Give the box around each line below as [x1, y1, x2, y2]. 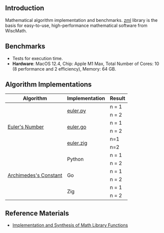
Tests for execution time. [12, 55, 63, 61]
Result [109, 95, 125, 102]
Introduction [5, 4, 45, 12]
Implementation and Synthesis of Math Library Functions [12, 222, 128, 228]
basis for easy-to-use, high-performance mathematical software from [5, 22, 148, 28]
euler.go [66, 124, 87, 131]
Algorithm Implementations [5, 80, 92, 89]
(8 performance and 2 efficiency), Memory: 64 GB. [12, 66, 116, 72]
